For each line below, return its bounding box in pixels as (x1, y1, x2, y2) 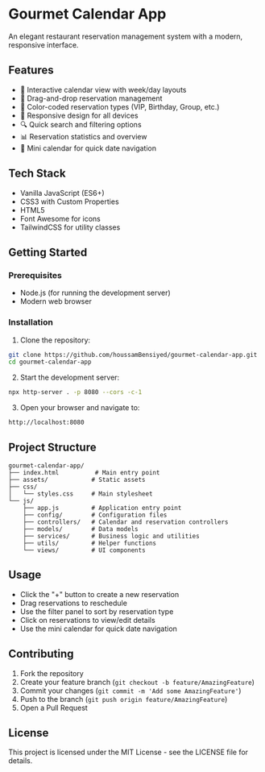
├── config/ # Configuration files (23, 511, 168, 519)
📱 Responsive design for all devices (19, 110, 139, 120)
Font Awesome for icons (19, 214, 101, 223)
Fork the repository (19, 668, 85, 678)
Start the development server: (19, 372, 120, 383)
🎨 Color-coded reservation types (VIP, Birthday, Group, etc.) (19, 102, 220, 111)
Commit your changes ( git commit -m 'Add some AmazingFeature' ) (19, 686, 242, 695)
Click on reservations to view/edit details (19, 615, 155, 625)
